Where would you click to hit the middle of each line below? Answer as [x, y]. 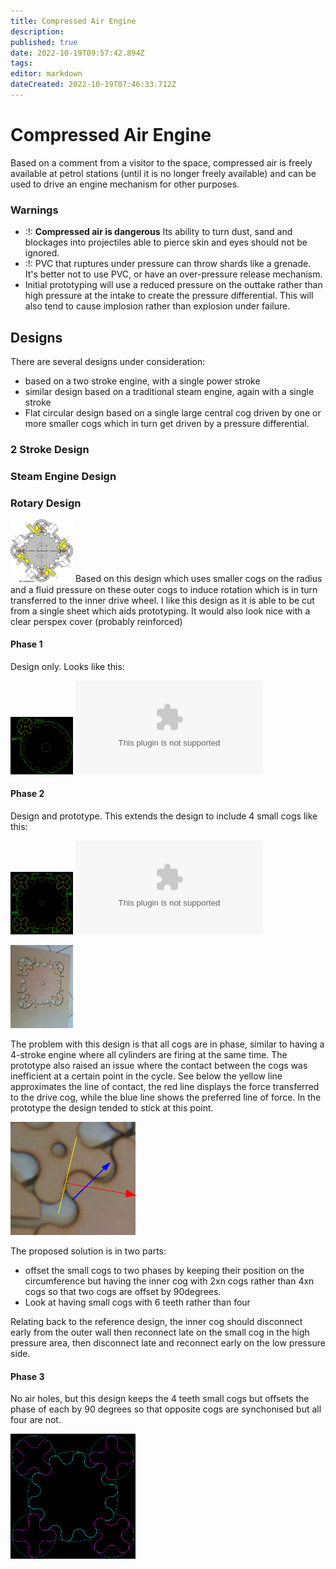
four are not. [36, 1420]
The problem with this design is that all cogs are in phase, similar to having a [167, 1044]
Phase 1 [26, 644]
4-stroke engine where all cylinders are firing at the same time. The [149, 1055]
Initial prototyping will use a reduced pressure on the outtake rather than [173, 285]
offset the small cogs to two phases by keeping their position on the [164, 1271]
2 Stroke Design [50, 449]
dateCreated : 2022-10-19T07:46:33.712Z [93, 85]
